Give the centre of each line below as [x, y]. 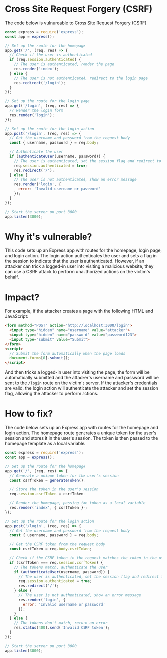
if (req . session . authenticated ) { [45, 60]
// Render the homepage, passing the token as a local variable [78, 503]
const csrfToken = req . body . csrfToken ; [51, 549]
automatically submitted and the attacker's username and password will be [82, 378]
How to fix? [29, 414]
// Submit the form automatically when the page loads [68, 353]
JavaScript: [17, 316]
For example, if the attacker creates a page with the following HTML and [79, 311]
